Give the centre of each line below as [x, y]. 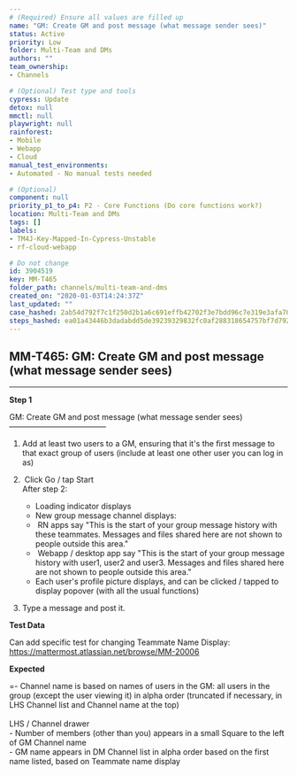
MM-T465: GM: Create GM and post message [137, 356]
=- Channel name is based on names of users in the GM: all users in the [140, 686]
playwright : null [41, 124]
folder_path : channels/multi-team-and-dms [88, 288]
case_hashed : [33, 312]
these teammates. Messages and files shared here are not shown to [159, 535]
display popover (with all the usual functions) [117, 591]
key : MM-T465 [33, 280]
